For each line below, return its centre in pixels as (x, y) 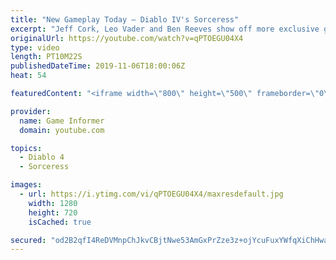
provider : (31, 111)
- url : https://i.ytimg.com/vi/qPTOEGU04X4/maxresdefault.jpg (151, 194)
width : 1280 (53, 203)
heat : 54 (28, 76)
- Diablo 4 (42, 157)
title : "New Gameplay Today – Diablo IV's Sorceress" (125, 19)
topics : (26, 148)
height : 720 (53, 212)
